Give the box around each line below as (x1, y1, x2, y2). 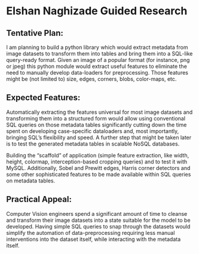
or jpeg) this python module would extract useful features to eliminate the (6, 63, 187, 70)
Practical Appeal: (6, 194, 72, 205)
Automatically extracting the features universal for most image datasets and (6, 109, 193, 116)
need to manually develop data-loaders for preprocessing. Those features (6, 69, 188, 76)
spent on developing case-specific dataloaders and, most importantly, (6, 127, 179, 135)
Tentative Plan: (6, 28, 64, 38)
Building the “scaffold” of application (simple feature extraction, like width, (6, 151, 189, 159)
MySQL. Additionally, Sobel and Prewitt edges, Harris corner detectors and (6, 164, 191, 171)
